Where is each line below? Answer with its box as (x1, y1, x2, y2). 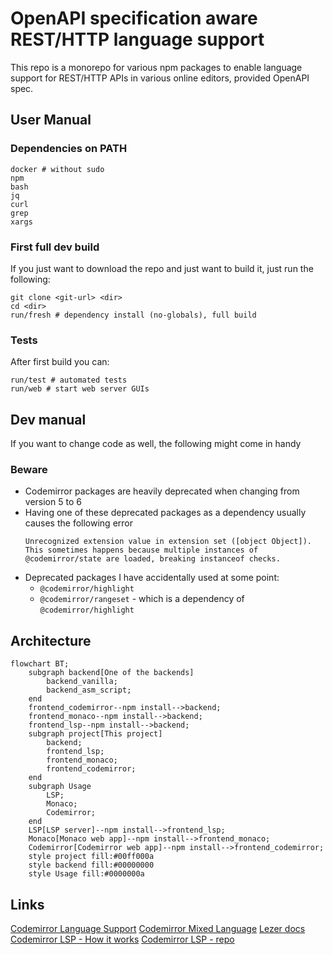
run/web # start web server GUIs (10, 384, 150, 394)
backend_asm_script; (46, 685, 132, 696)
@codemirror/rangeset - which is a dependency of (39, 593, 245, 605)
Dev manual (10, 411, 87, 428)
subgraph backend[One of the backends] (28, 668, 195, 678)
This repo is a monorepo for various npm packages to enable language (10, 61, 303, 73)
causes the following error (24, 517, 133, 529)
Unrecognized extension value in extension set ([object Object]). (24, 537, 312, 547)
